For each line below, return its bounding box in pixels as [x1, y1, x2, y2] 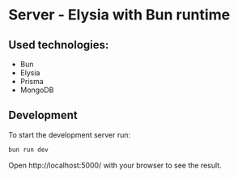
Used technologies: [8, 38, 109, 52]
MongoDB [19, 85, 54, 95]
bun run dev [8, 146, 49, 154]
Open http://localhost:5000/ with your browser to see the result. [8, 160, 222, 170]
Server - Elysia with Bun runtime [8, 6, 231, 24]
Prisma [19, 77, 45, 86]
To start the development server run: [8, 129, 131, 139]
